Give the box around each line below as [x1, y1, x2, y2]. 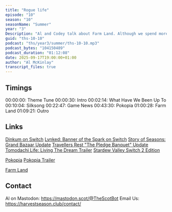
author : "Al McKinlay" [5, 60, 54, 65]
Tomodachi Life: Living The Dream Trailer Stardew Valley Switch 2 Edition [5, 147, 160, 153]
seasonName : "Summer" [5, 21, 52, 27]
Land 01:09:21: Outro [5, 108, 49, 114]
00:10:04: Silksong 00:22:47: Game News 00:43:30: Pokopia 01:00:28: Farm [5, 102, 166, 108]
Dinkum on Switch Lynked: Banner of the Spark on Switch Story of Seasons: [5, 136, 166, 142]
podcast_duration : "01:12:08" [5, 50, 70, 55]
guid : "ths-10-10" [5, 36, 45, 41]
